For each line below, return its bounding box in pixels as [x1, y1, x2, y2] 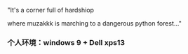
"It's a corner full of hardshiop [7, 6, 95, 14]
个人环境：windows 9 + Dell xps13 [7, 37, 125, 47]
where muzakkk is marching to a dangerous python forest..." [7, 19, 182, 27]
